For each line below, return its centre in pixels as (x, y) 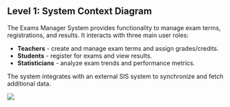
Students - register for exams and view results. (85, 56)
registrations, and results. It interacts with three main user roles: (98, 35)
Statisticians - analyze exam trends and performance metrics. (106, 63)
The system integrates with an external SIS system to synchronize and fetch (115, 76)
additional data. (29, 83)
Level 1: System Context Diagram (79, 11)
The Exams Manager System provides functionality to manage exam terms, (114, 27)
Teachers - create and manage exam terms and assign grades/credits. (118, 48)
